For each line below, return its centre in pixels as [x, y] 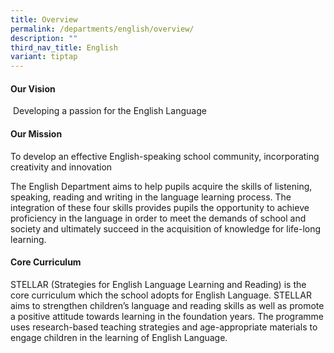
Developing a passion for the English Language [109, 111]
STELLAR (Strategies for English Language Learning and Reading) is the [158, 284]
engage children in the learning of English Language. [119, 337]
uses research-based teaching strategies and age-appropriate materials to [164, 327]
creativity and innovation [61, 167]
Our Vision [33, 88]
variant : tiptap [44, 57]
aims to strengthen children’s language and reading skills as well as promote [167, 305]
